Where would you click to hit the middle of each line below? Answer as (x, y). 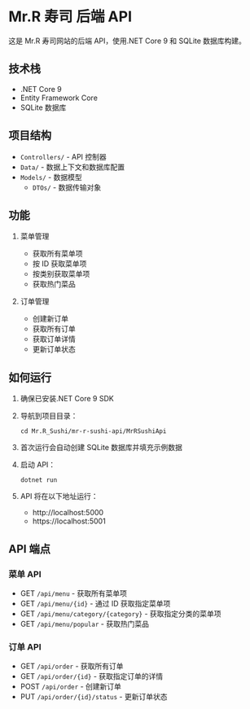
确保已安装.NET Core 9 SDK (67, 399)
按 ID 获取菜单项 (59, 264)
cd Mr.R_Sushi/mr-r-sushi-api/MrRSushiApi (93, 431)
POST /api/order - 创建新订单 (71, 687)
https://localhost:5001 (69, 521)
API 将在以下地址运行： (59, 497)
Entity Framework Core (59, 98)
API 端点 (30, 549)
